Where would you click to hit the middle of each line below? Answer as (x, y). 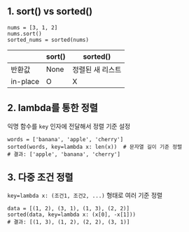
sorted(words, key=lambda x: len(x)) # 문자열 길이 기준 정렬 (95, 147)
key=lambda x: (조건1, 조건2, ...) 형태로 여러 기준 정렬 (85, 196)
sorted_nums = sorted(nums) (48, 40)
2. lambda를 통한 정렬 (52, 108)
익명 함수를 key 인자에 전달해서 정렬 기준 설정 (69, 126)
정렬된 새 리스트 (97, 69)
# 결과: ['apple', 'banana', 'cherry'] (64, 154)
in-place (25, 81)
